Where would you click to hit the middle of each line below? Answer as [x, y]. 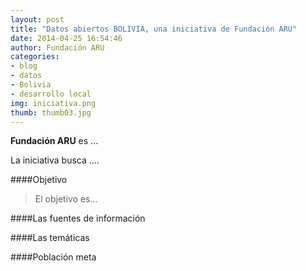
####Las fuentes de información [78, 218]
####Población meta [53, 257]
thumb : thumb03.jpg [51, 112]
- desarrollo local [51, 94]
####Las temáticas [50, 238]
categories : [35, 57]
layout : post [37, 19]
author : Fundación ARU [57, 47]
